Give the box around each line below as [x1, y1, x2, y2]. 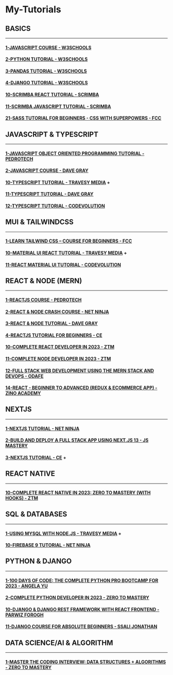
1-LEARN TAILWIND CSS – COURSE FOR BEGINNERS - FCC [5, 238, 132, 244]
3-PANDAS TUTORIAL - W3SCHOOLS [5, 68, 88, 74]
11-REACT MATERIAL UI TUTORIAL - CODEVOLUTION [5, 262, 121, 268]
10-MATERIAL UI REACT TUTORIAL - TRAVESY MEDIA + [5, 250, 127, 256]
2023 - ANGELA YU [5, 583, 48, 589]
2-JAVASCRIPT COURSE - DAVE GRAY [5, 167, 89, 174]
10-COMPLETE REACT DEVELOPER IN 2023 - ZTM [5, 344, 115, 350]
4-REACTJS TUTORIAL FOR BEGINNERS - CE [5, 332, 102, 338]
